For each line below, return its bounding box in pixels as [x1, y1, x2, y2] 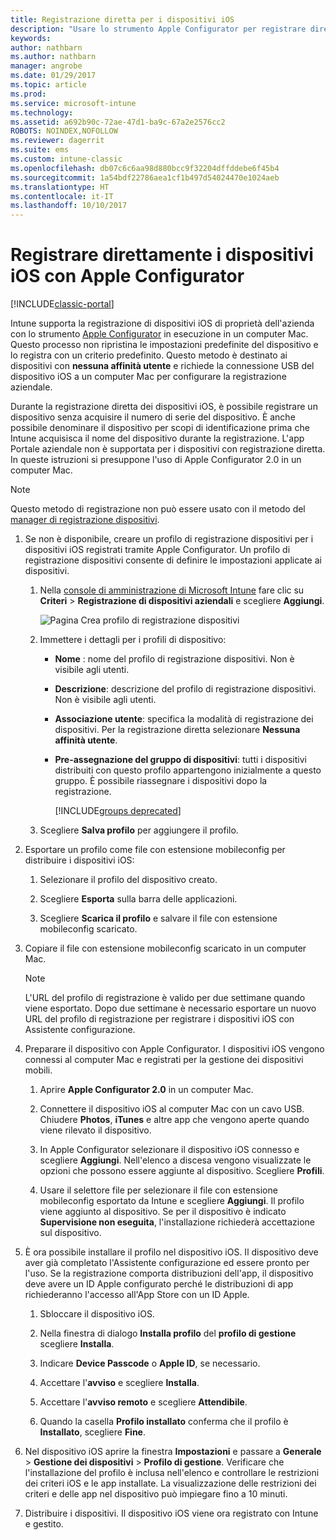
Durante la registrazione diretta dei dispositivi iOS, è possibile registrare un [10, 401, 318, 413]
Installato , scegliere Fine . [39, 1426, 147, 1438]
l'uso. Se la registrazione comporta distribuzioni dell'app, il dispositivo [24, 1267, 314, 1280]
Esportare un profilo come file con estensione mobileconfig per [24, 844, 286, 856]
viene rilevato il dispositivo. [39, 1124, 152, 1136]
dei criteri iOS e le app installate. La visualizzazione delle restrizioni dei [24, 1477, 317, 1490]
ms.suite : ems [10, 145, 70, 155]
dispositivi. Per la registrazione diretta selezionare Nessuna [54, 724, 301, 736]
